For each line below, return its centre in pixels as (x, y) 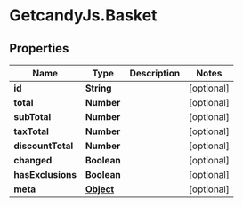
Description (155, 73)
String (98, 88)
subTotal (32, 117)
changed (33, 160)
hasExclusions (45, 175)
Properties (39, 48)
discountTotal (44, 146)
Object (100, 189)
